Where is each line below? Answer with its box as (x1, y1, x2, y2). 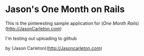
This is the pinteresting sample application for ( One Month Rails (5, 20, 138, 26)
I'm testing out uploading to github (5, 35, 77, 41)
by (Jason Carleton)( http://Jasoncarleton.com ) (5, 45, 103, 51)
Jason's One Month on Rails (5, 4, 125, 15)
